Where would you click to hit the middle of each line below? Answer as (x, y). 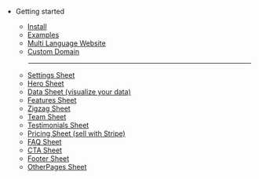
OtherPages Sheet (57, 167)
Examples (43, 35)
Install (37, 26)
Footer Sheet (48, 159)
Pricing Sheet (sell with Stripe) (76, 133)
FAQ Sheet (44, 142)
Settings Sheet (51, 75)
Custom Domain (53, 51)
